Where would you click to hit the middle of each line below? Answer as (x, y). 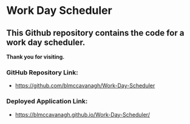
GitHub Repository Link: (42, 72)
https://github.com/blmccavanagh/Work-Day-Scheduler (85, 86)
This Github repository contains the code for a (95, 33)
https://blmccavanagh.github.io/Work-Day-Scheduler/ (83, 114)
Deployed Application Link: (47, 102)
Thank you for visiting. (36, 57)
